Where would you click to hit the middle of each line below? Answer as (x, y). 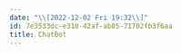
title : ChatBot (38, 34)
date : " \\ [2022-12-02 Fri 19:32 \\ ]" (79, 18)
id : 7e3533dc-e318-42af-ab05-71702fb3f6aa (91, 26)
